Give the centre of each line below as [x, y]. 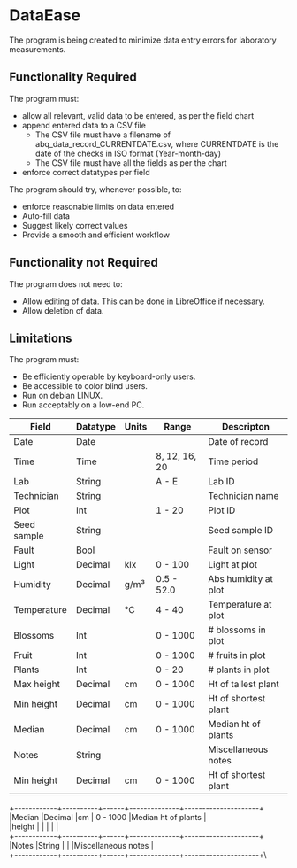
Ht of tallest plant [244, 685]
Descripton [246, 427]
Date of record [238, 442]
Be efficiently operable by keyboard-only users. [109, 376]
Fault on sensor [240, 550]
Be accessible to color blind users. [85, 386]
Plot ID [222, 510]
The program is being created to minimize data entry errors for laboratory [143, 40]
